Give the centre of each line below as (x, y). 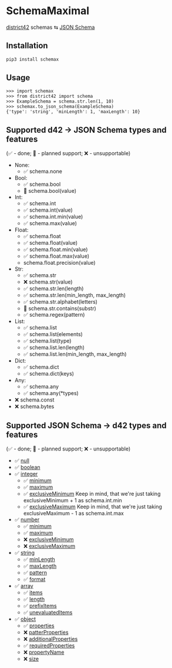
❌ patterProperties (46, 633)
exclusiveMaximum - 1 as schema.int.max (74, 514)
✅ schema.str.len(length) (53, 289)
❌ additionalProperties (50, 639)
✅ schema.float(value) (50, 243)
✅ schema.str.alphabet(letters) (60, 302)
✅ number (27, 519)
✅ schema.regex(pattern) (54, 315)
